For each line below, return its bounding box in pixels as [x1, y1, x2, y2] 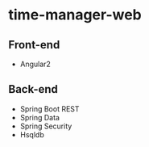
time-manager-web [8, 6, 143, 24]
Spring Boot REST [19, 103, 80, 114]
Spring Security [19, 121, 72, 131]
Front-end [8, 38, 60, 52]
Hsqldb [19, 129, 44, 139]
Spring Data [19, 112, 60, 122]
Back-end [8, 82, 59, 96]
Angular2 [19, 59, 51, 69]
